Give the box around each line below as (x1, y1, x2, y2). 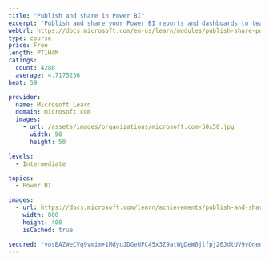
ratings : (8, 57, 38, 65)
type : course (8, 34, 52, 42)
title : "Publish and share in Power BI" (8, 11, 146, 20)
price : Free (8, 42, 48, 50)
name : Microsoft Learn (15, 101, 91, 109)
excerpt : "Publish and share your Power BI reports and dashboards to (8, 19, 249, 27)
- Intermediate (15, 159, 66, 168)
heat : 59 (8, 78, 38, 86)
